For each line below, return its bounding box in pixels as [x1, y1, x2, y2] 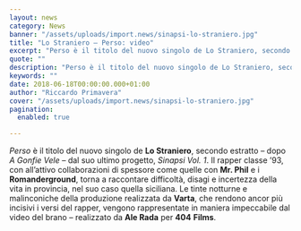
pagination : [9, 105, 54, 114]
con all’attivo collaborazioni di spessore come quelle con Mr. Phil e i [9, 165, 260, 175]
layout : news [9, 13, 58, 22]
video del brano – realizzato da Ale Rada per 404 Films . [9, 212, 217, 223]
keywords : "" [9, 72, 58, 81]
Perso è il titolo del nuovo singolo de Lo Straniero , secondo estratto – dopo [9, 145, 287, 157]
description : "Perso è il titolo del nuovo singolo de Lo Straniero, [9, 64, 275, 73]
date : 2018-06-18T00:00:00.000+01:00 [9, 80, 150, 89]
